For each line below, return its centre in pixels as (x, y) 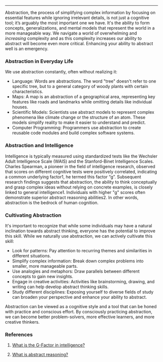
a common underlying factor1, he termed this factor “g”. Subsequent (73, 177)
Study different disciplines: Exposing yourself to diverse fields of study (83, 292)
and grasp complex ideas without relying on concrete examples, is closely (79, 187)
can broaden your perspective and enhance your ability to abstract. (79, 297)
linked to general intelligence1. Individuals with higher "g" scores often (75, 192)
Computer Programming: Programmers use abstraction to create (77, 128)
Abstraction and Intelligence (39, 145)
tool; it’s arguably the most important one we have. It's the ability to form (77, 23)
